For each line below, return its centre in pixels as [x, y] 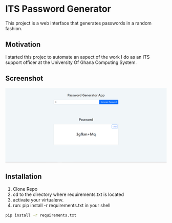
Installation [24, 177]
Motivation [23, 45]
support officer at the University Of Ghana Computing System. [71, 62]
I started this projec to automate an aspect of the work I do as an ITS [78, 57]
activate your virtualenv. [38, 199]
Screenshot [24, 79]
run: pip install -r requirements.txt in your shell [61, 205]
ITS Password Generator [58, 9]
